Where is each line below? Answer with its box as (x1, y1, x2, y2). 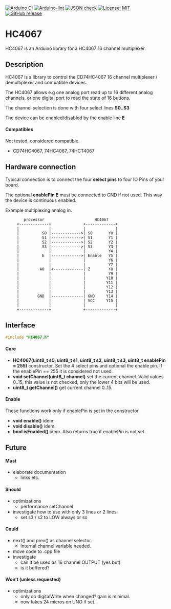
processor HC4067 (24, 217, 109, 222)
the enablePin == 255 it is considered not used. (12, 368, 113, 374)
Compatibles (5, 126, 33, 133)
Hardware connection (5, 162, 76, 172)
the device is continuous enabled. (5, 197, 77, 203)
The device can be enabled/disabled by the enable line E (5, 115, 125, 121)
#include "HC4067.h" (5, 335, 50, 340)
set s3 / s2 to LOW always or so (20, 514, 88, 520)
